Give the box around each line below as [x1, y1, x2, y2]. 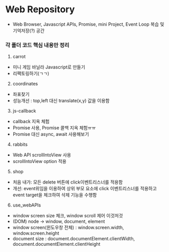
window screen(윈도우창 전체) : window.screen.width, [12, 224, 124, 231]
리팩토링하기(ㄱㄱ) [12, 71, 50, 77]
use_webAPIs [12, 202, 41, 208]
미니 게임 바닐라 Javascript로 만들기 [12, 64, 85, 70]
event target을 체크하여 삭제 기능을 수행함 [12, 192, 97, 198]
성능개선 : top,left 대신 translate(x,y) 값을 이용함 [12, 98, 110, 104]
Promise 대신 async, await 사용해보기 [12, 131, 89, 138]
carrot [12, 54, 26, 60]
